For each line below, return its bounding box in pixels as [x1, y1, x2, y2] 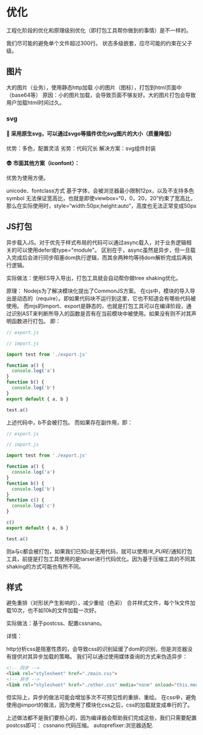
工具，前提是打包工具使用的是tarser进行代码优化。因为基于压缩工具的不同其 [6, 555, 196, 563]
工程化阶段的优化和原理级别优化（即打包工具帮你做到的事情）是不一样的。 [6, 27, 192, 34]
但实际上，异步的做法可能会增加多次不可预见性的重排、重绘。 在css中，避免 [6, 693, 196, 701]
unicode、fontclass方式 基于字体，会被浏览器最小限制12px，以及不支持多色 [6, 187, 195, 194]
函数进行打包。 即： [11, 317, 61, 324]
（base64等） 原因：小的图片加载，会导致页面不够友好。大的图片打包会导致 [6, 91, 196, 99]
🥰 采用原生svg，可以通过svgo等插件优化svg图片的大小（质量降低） [6, 130, 175, 137]
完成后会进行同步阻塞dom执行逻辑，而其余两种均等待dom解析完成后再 [11, 253, 187, 261]
